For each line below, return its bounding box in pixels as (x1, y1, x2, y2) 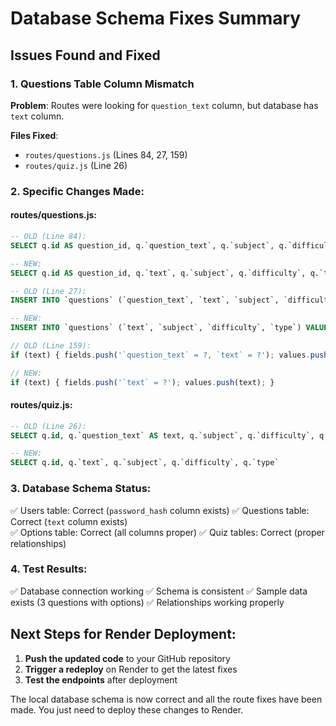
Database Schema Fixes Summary (10, 7, 302, 30)
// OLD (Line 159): (10, 341, 92, 351)
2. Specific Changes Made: (10, 184, 145, 198)
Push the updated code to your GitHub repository (24, 652, 231, 664)
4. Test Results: (10, 562, 88, 576)
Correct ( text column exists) (10, 515, 128, 527)
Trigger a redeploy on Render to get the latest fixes (24, 663, 238, 675)
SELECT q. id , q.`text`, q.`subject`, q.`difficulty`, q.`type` (10, 458, 280, 468)
